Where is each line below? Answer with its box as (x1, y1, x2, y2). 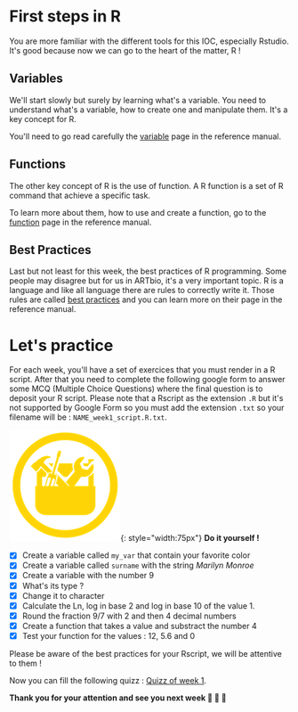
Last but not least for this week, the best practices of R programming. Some (9, 266, 287, 277)
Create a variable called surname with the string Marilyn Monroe (21, 560, 255, 571)
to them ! (9, 658, 43, 668)
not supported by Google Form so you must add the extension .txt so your (9, 403, 285, 413)
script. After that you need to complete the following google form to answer (9, 374, 286, 385)
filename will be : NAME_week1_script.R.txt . (9, 412, 167, 422)
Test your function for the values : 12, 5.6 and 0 (21, 630, 196, 641)
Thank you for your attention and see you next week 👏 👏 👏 (9, 692, 227, 703)
